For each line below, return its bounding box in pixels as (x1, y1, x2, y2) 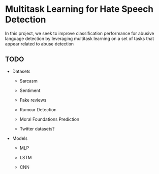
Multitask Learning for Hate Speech (5, 3, 154, 15)
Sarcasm (19, 78, 38, 84)
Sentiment (19, 87, 41, 93)
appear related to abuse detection (5, 41, 74, 46)
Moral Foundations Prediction (19, 116, 80, 122)
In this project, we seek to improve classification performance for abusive (5, 30, 154, 36)
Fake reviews (19, 97, 47, 103)
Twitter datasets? (19, 126, 55, 131)
